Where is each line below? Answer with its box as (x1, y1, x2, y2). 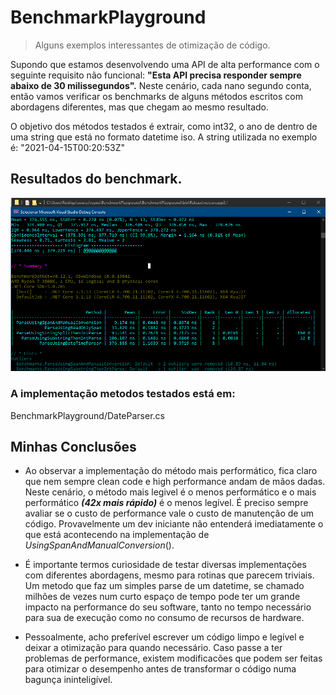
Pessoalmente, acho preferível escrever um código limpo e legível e (24, 631, 305, 643)
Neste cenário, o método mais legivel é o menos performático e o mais (24, 486, 317, 498)
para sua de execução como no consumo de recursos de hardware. (24, 612, 305, 624)
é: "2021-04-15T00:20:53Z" (10, 141, 125, 153)
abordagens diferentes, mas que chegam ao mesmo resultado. (10, 101, 270, 113)
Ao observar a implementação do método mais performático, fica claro (24, 465, 318, 477)
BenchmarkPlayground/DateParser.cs (10, 409, 165, 421)
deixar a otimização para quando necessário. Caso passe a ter (24, 642, 283, 654)
